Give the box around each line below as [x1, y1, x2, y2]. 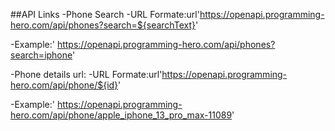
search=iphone [10, 49, 73, 61]
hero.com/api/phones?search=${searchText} [10, 19, 196, 31]
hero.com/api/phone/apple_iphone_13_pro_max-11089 [10, 109, 233, 121]
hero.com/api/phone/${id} [10, 79, 119, 91]
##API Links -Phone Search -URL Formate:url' [10, 9, 200, 20]
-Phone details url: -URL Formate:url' [10, 69, 163, 80]
